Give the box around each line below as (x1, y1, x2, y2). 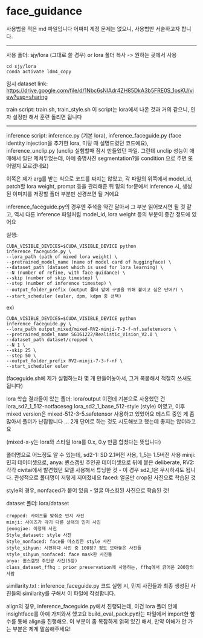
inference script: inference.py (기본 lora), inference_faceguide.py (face (6, 131, 182, 139)
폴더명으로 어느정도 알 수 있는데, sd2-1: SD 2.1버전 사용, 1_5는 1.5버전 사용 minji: (6, 451, 196, 458)
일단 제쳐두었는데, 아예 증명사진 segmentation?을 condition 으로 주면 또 (22, 155, 193, 162)
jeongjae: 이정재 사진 (6, 525, 57, 531)
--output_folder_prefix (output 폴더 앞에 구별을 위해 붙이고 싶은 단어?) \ (6, 287, 184, 293)
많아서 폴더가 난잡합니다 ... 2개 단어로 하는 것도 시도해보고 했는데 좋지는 (6, 417, 175, 425)
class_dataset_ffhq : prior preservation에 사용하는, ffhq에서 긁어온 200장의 (6, 564, 195, 570)
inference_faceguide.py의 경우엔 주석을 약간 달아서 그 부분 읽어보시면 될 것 (6, 203, 185, 210)
